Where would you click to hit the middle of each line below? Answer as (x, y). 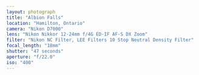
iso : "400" (20, 62)
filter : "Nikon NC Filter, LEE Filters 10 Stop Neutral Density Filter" (100, 40)
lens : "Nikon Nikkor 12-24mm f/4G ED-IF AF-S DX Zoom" (77, 34)
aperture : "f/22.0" (31, 57)
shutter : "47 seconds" (35, 51)
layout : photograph (31, 12)
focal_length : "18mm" (34, 46)
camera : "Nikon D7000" (35, 29)
